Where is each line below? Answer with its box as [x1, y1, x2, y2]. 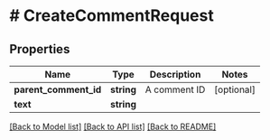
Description [149, 69, 201, 80]
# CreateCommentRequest [9, 5, 214, 26]
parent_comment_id [14, 83, 102, 96]
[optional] [213, 83, 256, 96]
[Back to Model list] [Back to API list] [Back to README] [9, 121, 217, 132]
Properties [9, 42, 70, 57]
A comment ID [144, 83, 206, 96]
